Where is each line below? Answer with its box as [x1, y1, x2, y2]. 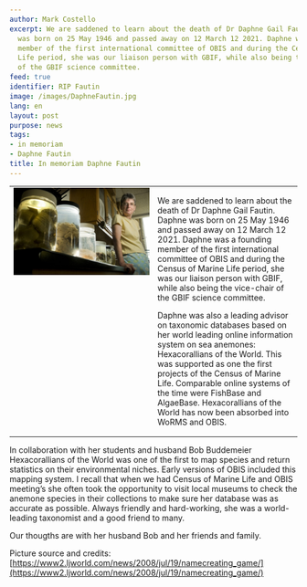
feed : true [9, 73, 51, 82]
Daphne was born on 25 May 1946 [157, 215, 290, 225]
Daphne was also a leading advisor [157, 309, 289, 320]
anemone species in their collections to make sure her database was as [9, 493, 279, 504]
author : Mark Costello [9, 15, 96, 24]
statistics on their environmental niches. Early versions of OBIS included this [9, 464, 297, 475]
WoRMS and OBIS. [157, 416, 227, 427]
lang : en [9, 101, 43, 110]
